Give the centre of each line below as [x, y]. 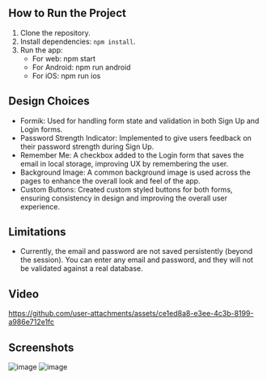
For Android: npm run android [81, 67]
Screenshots [41, 347]
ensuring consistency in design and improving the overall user [124, 198]
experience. [40, 206]
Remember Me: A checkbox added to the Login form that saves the [132, 155]
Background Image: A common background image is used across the [135, 172]
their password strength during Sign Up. [87, 146]
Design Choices [49, 101]
